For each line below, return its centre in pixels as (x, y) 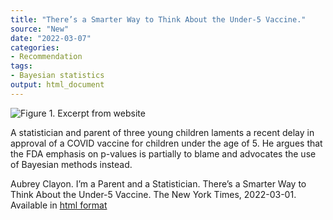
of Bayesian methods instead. (71, 164)
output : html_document (57, 85)
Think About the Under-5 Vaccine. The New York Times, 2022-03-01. (153, 194)
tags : (21, 66)
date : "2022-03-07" (51, 38)
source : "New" (40, 29)
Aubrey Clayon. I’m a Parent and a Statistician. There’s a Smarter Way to (158, 183)
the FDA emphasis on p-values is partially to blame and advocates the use (163, 153)
